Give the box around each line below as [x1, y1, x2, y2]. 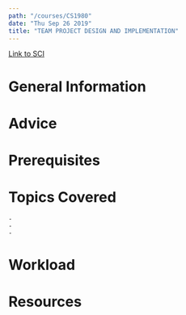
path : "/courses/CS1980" [8, 11, 92, 20]
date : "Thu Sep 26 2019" [8, 19, 92, 27]
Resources [8, 292, 82, 311]
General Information [8, 78, 147, 95]
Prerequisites [8, 151, 101, 170]
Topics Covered [8, 188, 117, 207]
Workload [8, 256, 75, 275]
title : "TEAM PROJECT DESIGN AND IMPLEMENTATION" [8, 27, 180, 35]
